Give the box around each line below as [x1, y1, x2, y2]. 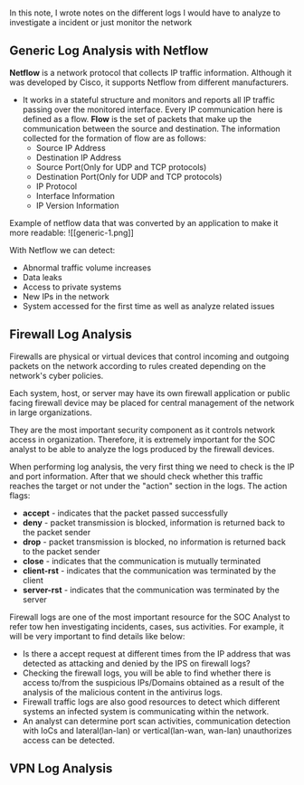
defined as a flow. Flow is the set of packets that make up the [22, 113, 252, 124]
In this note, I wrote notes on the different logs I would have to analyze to [9, 7, 280, 18]
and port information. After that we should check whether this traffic [9, 470, 264, 481]
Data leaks [22, 271, 62, 282]
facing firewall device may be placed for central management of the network [9, 397, 295, 408]
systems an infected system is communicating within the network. [22, 705, 270, 716]
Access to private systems [22, 281, 122, 292]
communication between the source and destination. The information [22, 123, 280, 134]
